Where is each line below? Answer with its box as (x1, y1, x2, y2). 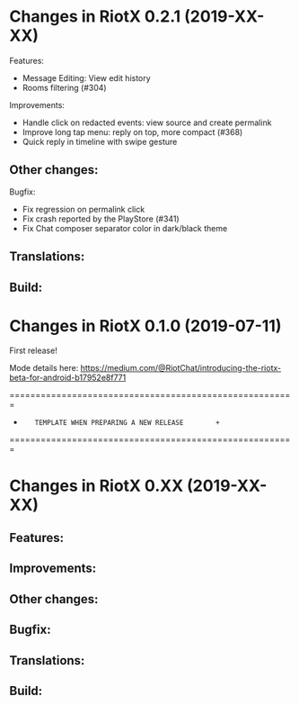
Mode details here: (9, 363, 79, 374)
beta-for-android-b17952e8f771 (9, 372, 127, 384)
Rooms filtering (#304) (22, 82, 107, 93)
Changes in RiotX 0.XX (9, 475, 184, 496)
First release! (9, 345, 58, 357)
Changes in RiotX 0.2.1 (9, 6, 181, 27)
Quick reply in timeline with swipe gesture (22, 136, 178, 147)
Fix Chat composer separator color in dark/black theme (22, 222, 228, 233)
